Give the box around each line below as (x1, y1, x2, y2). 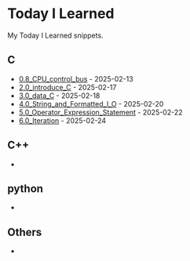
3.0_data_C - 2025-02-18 (18, 91, 100, 100)
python (7, 182, 44, 195)
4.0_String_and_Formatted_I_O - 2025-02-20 (18, 99, 164, 108)
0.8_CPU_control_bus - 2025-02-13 (18, 74, 134, 83)
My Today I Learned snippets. (7, 31, 104, 40)
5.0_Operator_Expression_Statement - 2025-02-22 (18, 107, 183, 117)
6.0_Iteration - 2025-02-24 (18, 115, 107, 125)
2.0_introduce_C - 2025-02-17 (18, 82, 117, 92)
